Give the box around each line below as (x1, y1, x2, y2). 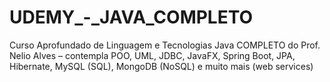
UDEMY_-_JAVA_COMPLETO (9, 6, 254, 29)
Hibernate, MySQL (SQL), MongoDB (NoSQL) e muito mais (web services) (9, 60, 314, 72)
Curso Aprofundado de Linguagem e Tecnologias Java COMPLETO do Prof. (9, 39, 321, 51)
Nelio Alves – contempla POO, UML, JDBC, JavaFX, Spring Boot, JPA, (9, 49, 296, 61)
